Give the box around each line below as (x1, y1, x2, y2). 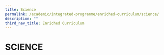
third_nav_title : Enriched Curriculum (5, 20, 84, 26)
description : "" (5, 16, 38, 21)
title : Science (5, 7, 36, 12)
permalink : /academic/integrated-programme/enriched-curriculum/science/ (5, 12, 160, 17)
